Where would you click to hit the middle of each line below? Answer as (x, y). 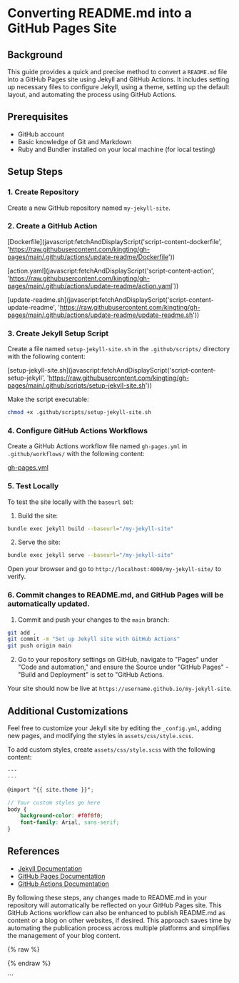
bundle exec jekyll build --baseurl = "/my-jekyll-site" (91, 529)
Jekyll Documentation (50, 868)
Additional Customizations (68, 711)
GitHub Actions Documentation (63, 884)
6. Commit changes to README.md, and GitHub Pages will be (116, 595)
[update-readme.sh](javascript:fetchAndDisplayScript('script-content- (111, 299)
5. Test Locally (33, 486)
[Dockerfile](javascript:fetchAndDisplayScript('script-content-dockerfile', (115, 241)
